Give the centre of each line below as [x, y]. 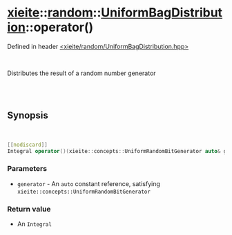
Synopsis [28, 115]
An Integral [34, 224]
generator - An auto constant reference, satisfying [88, 183]
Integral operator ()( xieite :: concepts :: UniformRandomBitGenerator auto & [114, 151]
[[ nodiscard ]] [28, 145]
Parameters [27, 169]
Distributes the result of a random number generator [82, 73]
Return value [29, 209]
